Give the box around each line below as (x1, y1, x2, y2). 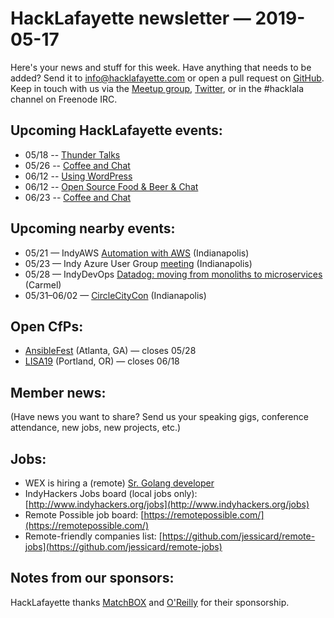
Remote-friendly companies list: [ (24, 530, 163, 542)
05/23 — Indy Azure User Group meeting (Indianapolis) (24, 257, 253, 269)
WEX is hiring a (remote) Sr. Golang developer (24, 477, 215, 489)
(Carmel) (24, 278, 62, 291)
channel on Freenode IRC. (10, 93, 118, 105)
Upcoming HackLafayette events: (10, 122, 223, 139)
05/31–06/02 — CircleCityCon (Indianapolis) (24, 289, 207, 301)
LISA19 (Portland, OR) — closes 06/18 (24, 355, 180, 367)
